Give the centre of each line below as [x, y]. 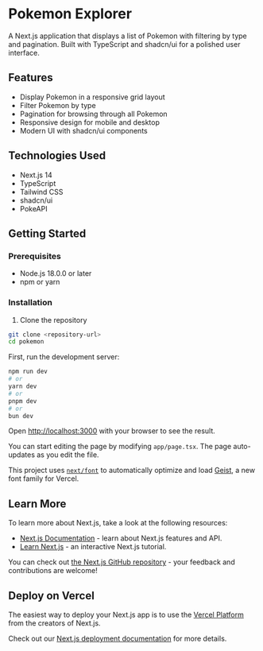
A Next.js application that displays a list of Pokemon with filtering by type [128, 36]
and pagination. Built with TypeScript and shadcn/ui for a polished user [124, 44]
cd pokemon [26, 342]
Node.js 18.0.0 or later [56, 273]
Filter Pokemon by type [58, 105]
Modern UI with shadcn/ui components [84, 130]
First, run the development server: [64, 357]
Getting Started [47, 233]
